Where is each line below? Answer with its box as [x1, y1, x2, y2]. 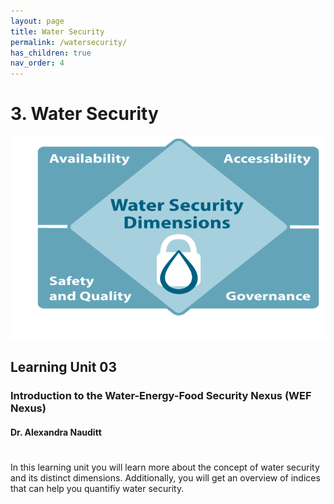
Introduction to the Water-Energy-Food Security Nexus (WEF [10, 388, 312, 402]
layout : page [10, 16, 65, 26]
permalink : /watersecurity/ [10, 37, 128, 47]
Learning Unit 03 [10, 358, 118, 375]
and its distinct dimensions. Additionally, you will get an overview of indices [10, 471, 321, 484]
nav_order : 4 [10, 58, 65, 69]
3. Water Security [10, 103, 159, 125]
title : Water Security [10, 26, 105, 37]
